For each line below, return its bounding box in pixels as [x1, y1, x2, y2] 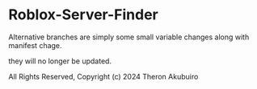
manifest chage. [8, 40, 62, 50]
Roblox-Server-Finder [8, 6, 159, 24]
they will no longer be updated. [8, 56, 112, 66]
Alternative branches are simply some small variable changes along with [8, 32, 250, 42]
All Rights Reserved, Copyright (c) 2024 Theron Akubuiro [8, 71, 199, 81]
